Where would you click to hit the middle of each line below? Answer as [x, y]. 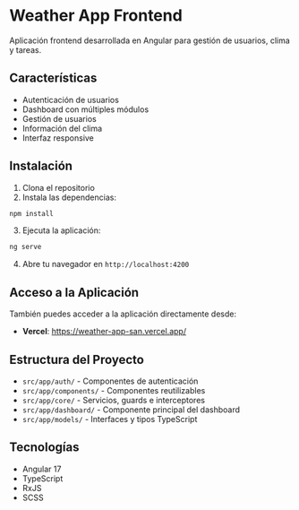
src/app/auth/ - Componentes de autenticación [110, 381]
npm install [31, 213]
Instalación [41, 166]
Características [53, 78]
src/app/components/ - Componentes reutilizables [114, 390]
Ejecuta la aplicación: [61, 230]
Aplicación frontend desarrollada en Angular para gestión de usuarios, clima [150, 40]
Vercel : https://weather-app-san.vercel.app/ [104, 332]
